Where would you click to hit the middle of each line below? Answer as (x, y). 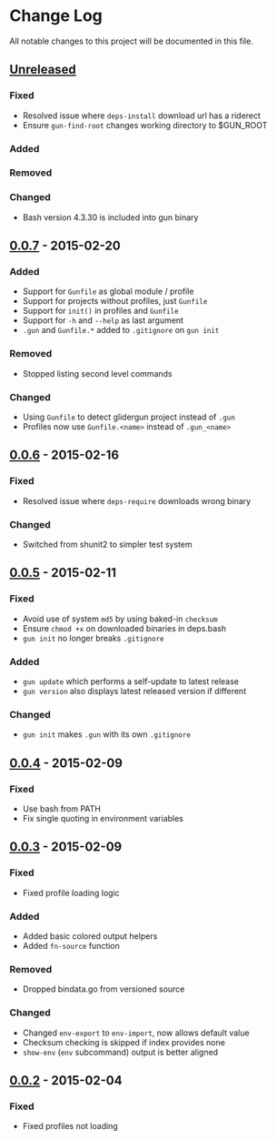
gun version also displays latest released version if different (134, 691)
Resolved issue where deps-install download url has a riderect (142, 116)
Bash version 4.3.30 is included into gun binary (110, 217)
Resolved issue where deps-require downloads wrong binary (137, 500)
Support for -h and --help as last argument (103, 320)
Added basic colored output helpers (90, 936)
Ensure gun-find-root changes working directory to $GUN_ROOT (145, 125)
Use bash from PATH (62, 809)
